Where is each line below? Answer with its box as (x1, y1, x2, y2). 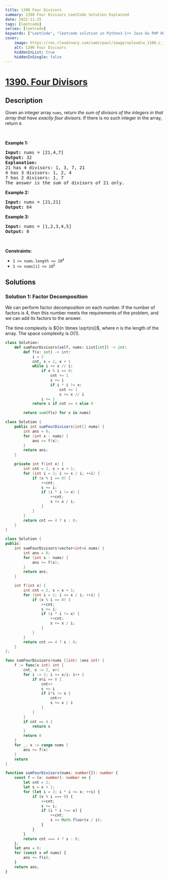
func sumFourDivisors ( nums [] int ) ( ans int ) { (5, 658, 105, 663)
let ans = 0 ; (14, 846, 42, 851)
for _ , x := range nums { (14, 743, 69, 748)
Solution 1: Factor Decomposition (5, 293, 88, 300)
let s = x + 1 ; (23, 784, 55, 790)
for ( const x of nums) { (14, 850, 66, 856)
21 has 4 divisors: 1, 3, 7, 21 (5, 165, 85, 171)
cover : (5, 36, 19, 41)
